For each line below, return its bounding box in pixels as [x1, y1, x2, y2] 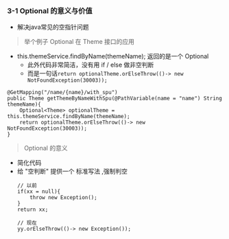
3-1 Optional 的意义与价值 [7, 5, 93, 15]
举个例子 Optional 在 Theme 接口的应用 [23, 38, 135, 46]
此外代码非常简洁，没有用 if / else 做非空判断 [27, 60, 154, 69]
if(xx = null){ [16, 188, 61, 195]
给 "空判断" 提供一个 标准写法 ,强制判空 [16, 167, 128, 176]
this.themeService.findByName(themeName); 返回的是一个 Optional [16, 52, 209, 60]
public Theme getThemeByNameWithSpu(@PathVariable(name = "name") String [7, 95, 223, 102]
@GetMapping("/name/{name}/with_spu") [7, 89, 118, 96]
